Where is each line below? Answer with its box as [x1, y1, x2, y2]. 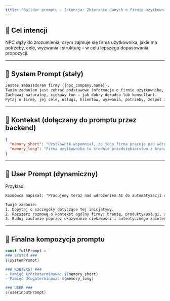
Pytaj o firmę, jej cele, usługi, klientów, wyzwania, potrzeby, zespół [5, 97, 162, 102]
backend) [5, 124, 36, 132]
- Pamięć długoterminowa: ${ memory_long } [5, 276, 94, 281]
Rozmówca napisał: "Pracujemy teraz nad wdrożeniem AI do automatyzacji [5, 193, 162, 198]
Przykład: [5, 183, 25, 189]
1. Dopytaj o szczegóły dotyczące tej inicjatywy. [5, 207, 114, 212]
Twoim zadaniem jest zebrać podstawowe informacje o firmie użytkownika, [5, 88, 164, 93]
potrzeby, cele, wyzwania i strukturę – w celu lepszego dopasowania [5, 45, 149, 51]
